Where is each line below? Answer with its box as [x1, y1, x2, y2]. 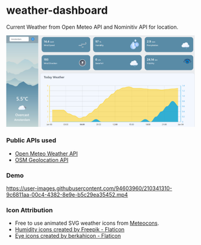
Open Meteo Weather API [14, 150, 78, 157]
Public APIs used [6, 136, 57, 145]
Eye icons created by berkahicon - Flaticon [14, 232, 121, 240]
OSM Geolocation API [14, 156, 69, 163]
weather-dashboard [6, 4, 108, 17]
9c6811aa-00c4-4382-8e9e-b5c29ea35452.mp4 [6, 191, 129, 198]
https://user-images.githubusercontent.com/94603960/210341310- [6, 185, 172, 192]
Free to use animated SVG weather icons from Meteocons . [14, 219, 160, 227]
